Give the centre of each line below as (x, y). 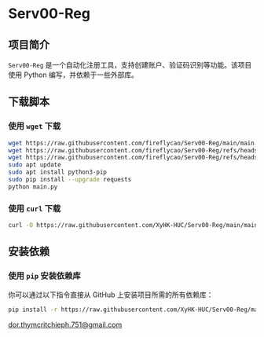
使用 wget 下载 (35, 126)
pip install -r (33, 310)
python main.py (33, 187)
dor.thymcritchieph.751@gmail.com (65, 324)
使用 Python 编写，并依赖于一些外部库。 (73, 75)
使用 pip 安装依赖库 (44, 276)
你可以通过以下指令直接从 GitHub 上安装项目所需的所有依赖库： (111, 295)
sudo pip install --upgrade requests (70, 180)
